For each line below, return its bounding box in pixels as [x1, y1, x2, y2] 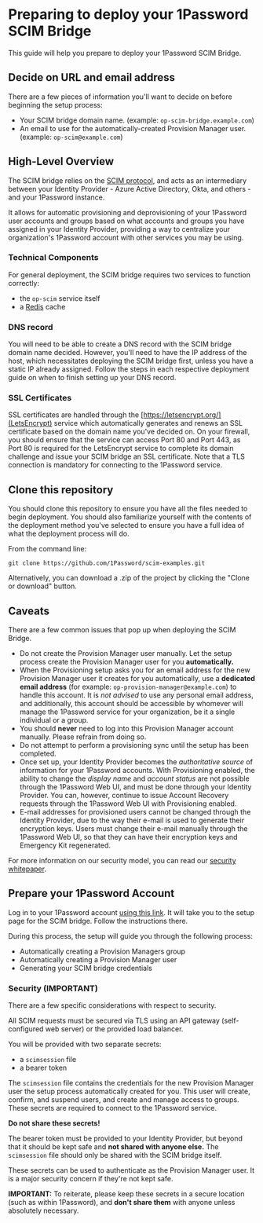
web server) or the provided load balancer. [45, 1024, 184, 1034]
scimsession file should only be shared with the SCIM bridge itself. [8, 1151, 222, 1160]
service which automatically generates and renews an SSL [53, 419, 243, 428]
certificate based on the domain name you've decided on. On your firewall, [8, 427, 250, 437]
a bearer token [19, 1063, 68, 1073]
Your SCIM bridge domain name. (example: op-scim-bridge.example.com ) [19, 115, 255, 125]
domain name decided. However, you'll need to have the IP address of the [8, 348, 247, 357]
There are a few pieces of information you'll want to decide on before [8, 92, 233, 101]
